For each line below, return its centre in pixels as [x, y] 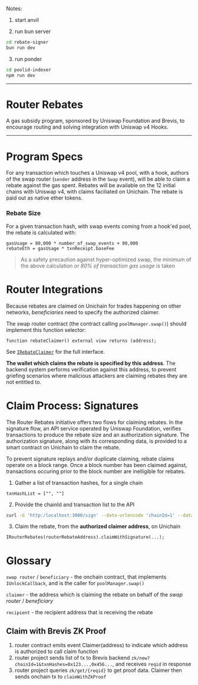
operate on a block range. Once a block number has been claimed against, [97, 465]
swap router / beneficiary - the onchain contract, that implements [86, 577]
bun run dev [21, 48]
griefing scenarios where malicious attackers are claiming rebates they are [97, 376]
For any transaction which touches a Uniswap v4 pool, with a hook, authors [98, 173]
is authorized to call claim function [56, 651]
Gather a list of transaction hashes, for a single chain [79, 482]
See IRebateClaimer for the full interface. [55, 351]
